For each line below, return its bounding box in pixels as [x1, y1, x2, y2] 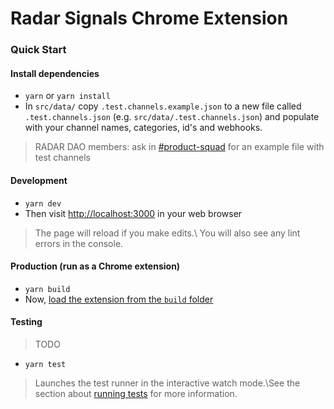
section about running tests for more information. [34, 387, 238, 399]
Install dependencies [10, 67, 100, 79]
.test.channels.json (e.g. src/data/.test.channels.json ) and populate [24, 111, 320, 123]
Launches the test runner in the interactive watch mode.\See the [34, 377, 301, 389]
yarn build [24, 284, 71, 294]
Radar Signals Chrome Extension [10, 7, 289, 30]
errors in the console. [34, 237, 124, 249]
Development [10, 174, 68, 186]
